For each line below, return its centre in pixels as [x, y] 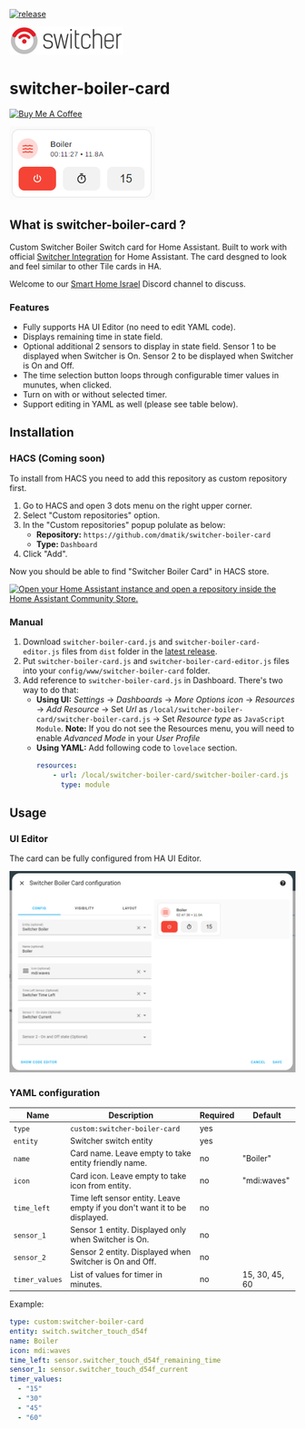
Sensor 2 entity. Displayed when [130, 1252]
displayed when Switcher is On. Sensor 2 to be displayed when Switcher [158, 356]
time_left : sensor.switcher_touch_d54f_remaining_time [115, 1360]
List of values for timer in [116, 1274]
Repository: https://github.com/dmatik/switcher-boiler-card [153, 534]
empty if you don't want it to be [128, 1208]
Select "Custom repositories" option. [91, 515]
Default [267, 1115]
